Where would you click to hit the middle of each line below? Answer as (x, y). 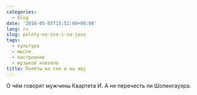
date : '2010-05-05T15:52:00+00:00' (52, 23)
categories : (21, 12)
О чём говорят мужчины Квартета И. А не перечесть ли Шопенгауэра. (99, 86)
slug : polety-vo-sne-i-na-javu (46, 35)
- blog (20, 18)
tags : (13, 40)
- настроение (28, 57)
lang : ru (17, 29)
